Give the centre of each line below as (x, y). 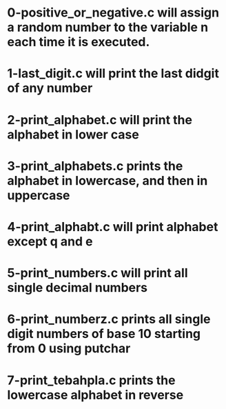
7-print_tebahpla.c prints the (91, 380)
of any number (50, 88)
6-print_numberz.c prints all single (109, 319)
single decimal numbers (78, 288)
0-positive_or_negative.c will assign (113, 13)
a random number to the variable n (108, 27)
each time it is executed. (79, 42)
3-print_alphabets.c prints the (95, 166)
